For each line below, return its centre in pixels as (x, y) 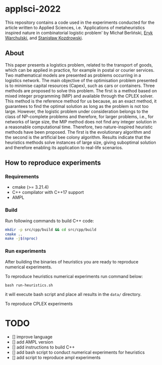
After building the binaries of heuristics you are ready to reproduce (72, 261)
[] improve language (32, 337)
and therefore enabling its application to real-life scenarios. (64, 147)
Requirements (22, 177)
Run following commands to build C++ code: (49, 221)
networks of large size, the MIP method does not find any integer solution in (81, 122)
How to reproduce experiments (53, 163)
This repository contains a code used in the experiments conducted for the (80, 22)
